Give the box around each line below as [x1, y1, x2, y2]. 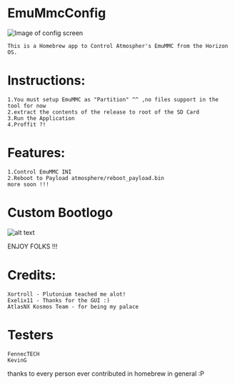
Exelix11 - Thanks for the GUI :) [7, 296, 111, 304]
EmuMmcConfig [7, 5, 106, 21]
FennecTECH [7, 350, 40, 358]
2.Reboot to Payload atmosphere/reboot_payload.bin [7, 174, 164, 181]
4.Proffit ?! [7, 121, 46, 128]
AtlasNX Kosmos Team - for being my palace [7, 303, 139, 310]
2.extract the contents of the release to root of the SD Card [7, 109, 200, 116]
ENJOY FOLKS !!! [7, 241, 58, 251]
